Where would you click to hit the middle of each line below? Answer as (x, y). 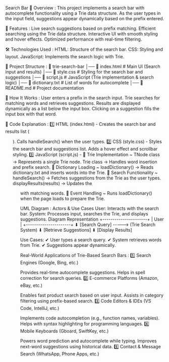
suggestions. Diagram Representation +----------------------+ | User (92, 219)
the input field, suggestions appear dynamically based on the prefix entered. (85, 19)
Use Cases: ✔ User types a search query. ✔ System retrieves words (91, 240)
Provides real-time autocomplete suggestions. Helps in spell (82, 272)
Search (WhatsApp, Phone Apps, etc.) (60, 354)
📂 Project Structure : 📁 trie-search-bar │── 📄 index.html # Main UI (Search (83, 66)
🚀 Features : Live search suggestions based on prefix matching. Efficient (80, 28)
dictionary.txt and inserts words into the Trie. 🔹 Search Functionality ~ (85, 173)
